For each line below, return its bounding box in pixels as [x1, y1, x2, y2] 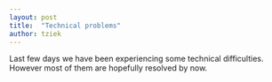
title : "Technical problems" [9, 21, 122, 30]
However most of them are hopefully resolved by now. [9, 63, 208, 73]
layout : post [9, 12, 58, 22]
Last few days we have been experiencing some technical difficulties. [9, 54, 264, 64]
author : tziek [9, 29, 62, 38]
